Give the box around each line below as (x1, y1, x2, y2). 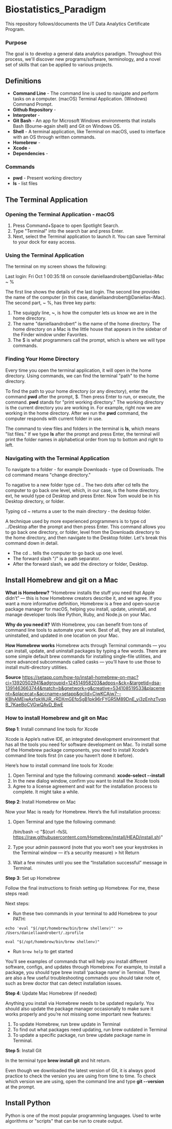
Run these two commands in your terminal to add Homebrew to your (12, 910, 158, 917)
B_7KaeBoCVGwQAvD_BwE (5, 701, 64, 707)
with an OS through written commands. (12, 134, 96, 140)
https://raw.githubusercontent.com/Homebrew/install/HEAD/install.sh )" (12, 834, 163, 840)
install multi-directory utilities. (5, 664, 68, 670)
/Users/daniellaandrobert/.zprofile (5, 930, 84, 935)
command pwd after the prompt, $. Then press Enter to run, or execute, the (5, 393, 165, 400)
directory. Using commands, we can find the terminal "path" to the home (5, 372, 159, 379)
